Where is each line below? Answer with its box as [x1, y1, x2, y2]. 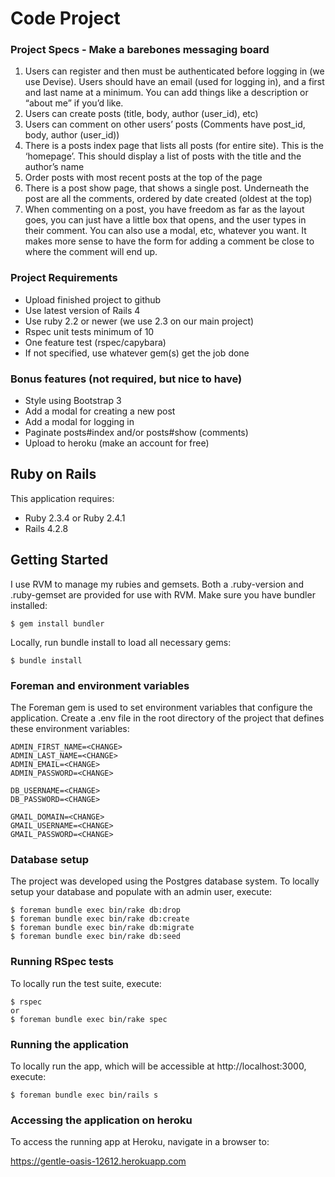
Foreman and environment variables [10, 678, 190, 692]
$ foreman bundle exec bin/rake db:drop [10, 905, 182, 916]
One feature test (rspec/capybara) [24, 336, 167, 348]
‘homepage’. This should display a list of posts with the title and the [24, 150, 302, 162]
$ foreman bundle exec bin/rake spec [10, 1014, 168, 1024]
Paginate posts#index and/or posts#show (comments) [24, 427, 249, 439]
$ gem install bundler [10, 618, 105, 629]
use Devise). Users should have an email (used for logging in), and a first [24, 76, 325, 88]
